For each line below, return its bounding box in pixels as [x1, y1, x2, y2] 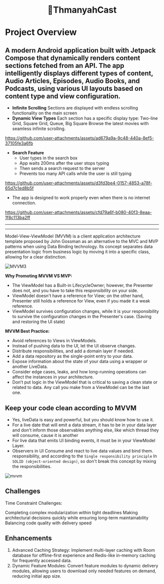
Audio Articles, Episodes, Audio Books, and [5, 77, 140, 85]
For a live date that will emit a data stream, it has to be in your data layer [12, 422, 157, 428]
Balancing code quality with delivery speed [5, 520, 92, 526]
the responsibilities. [12, 464, 52, 469]
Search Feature [12, 150, 44, 156]
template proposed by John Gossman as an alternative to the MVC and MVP [5, 238, 159, 244]
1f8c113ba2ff [5, 215, 31, 220]
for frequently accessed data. [12, 557, 72, 563]
